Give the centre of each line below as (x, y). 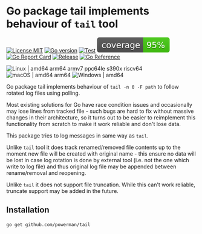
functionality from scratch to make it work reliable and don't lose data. (94, 124)
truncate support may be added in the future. (63, 191)
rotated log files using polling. (43, 93)
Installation (28, 210)
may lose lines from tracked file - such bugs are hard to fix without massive (100, 111)
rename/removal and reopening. (46, 172)
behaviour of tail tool (62, 24)
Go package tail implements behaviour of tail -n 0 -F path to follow (93, 86)
